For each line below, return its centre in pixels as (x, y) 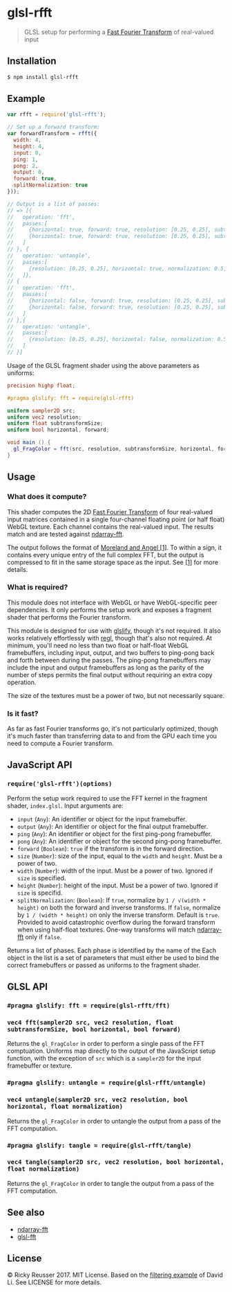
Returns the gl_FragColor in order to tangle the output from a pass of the (110, 1183)
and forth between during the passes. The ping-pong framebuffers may (109, 660)
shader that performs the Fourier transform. (69, 617)
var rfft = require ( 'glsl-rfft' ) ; (57, 115)
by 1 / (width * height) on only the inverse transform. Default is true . (118, 915)
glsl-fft (27, 1237)
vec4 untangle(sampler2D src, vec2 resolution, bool (98, 1100)
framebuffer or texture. (40, 1066)
